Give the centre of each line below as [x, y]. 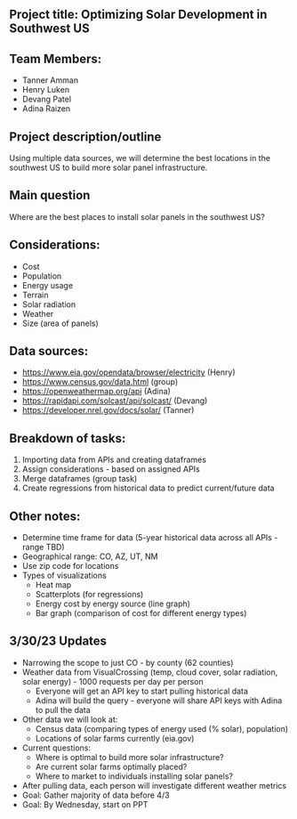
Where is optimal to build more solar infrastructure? [129, 757]
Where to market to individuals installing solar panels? [134, 776]
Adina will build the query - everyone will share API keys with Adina [159, 700]
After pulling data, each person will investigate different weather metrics [154, 785]
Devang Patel [47, 99]
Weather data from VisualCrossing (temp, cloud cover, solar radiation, [150, 672]
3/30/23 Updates [58, 641]
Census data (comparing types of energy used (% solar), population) [162, 728]
